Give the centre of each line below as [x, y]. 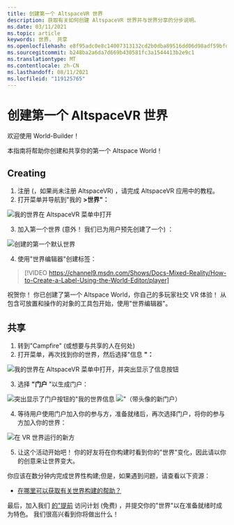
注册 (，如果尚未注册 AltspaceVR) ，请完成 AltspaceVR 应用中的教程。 [118, 191]
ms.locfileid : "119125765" [46, 79]
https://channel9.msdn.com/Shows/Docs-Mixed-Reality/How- [138, 273]
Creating [27, 173]
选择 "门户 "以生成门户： [53, 384]
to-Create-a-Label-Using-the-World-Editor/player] [96, 281]
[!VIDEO [36, 273]
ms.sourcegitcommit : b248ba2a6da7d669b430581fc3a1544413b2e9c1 [101, 53]
